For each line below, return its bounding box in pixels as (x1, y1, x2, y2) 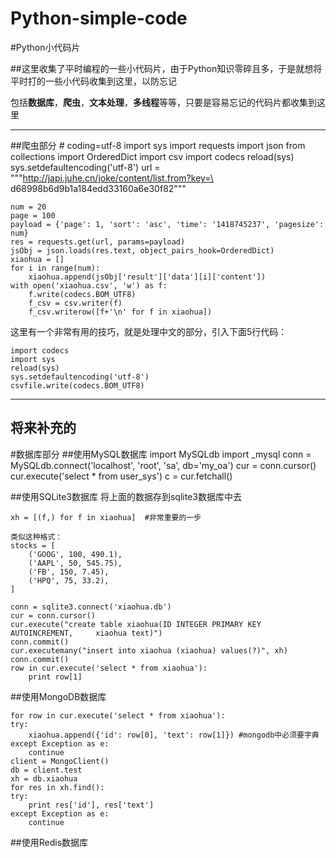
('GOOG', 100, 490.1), (28, 549, 123, 559)
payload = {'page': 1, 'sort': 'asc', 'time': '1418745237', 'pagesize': (10, 219, 325, 229)
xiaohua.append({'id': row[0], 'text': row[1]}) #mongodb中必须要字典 (28, 730, 320, 740)
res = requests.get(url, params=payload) (10, 237, 186, 247)
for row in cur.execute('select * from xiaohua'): (10, 710, 226, 721)
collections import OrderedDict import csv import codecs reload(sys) (10, 150, 295, 162)
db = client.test (10, 765, 83, 775)
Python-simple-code (10, 7, 188, 30)
